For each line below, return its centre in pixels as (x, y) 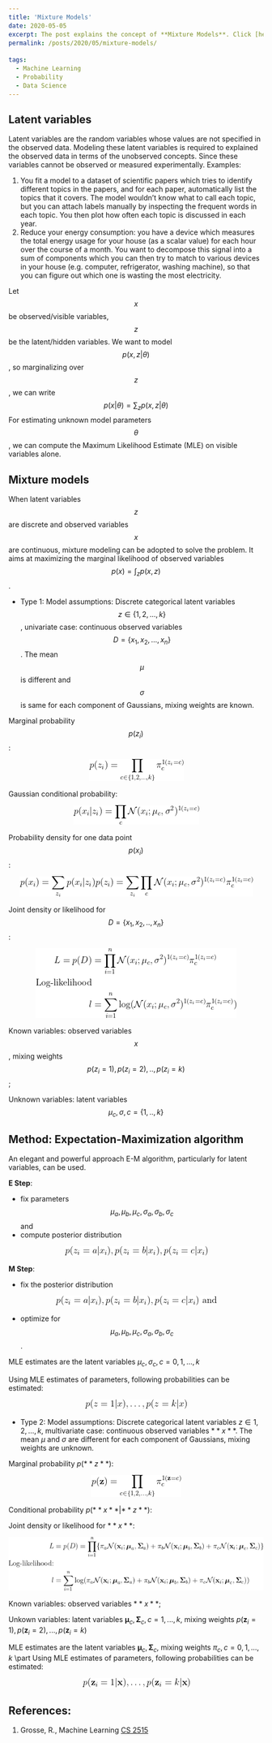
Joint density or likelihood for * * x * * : (72, 1525)
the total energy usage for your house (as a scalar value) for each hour (138, 241)
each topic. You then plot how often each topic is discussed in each (133, 215)
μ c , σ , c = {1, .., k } (136, 1113)
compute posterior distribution (71, 1235)
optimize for (40, 1318)
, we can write (32, 393)
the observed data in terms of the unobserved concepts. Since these (123, 156)
